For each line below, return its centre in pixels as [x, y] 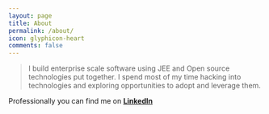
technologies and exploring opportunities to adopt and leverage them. [144, 86]
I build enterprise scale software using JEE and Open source [129, 68]
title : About [30, 23]
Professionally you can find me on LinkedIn [81, 101]
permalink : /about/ [41, 31]
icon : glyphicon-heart [46, 38]
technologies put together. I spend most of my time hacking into [134, 77]
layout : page [30, 16]
